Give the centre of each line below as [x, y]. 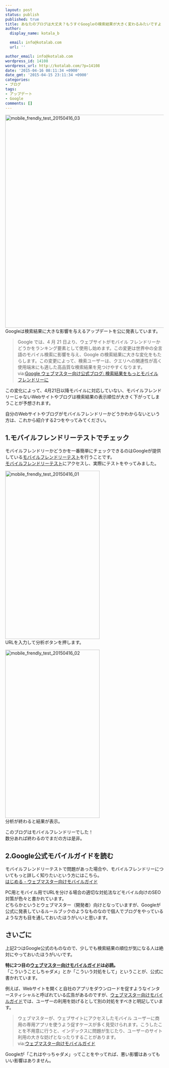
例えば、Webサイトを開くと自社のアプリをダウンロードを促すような [76, 988]
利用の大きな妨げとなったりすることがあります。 [68, 1037]
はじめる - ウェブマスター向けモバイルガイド [52, 881]
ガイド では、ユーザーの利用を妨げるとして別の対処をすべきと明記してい [84, 1001]
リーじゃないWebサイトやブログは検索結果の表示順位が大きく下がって [78, 397]
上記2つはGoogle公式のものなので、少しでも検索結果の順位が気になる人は [82, 948]
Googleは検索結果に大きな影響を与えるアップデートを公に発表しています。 [83, 331]
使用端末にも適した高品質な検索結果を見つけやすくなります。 [81, 367]
